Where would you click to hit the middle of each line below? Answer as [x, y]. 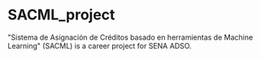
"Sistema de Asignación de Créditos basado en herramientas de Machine [130, 37]
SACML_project [61, 15]
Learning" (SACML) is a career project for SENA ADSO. [100, 45]
